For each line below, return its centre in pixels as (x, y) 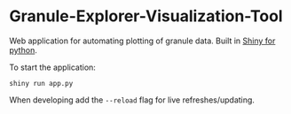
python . (23, 49)
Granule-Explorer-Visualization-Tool (146, 16)
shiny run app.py (41, 83)
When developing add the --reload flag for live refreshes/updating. (132, 100)
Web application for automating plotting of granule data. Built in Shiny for (142, 41)
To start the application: (52, 67)
